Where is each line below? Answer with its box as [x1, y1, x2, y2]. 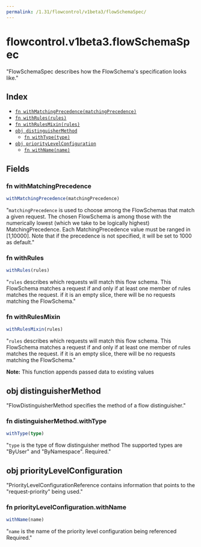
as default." [6, 238, 35, 245]
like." [6, 74, 19, 82]
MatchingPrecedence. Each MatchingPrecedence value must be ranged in [6, 225, 191, 233]
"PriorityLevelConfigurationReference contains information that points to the [6, 482, 196, 489]
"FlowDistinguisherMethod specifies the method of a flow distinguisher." [6, 402, 186, 409]
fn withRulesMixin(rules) [14, 121, 80, 128]
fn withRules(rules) [14, 115, 67, 121]
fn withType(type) [23, 134, 70, 141]
